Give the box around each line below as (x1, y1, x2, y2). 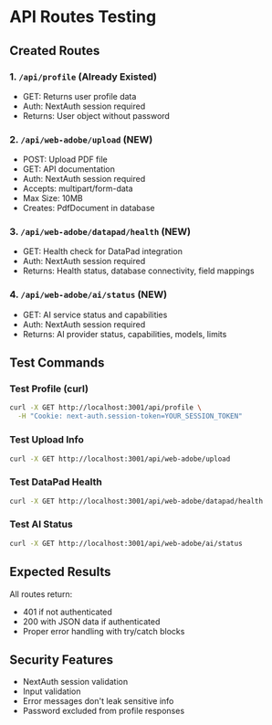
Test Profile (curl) (9, 382, 89, 395)
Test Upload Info (9, 433, 84, 446)
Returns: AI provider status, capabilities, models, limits (22, 328, 227, 339)
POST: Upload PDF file (22, 154, 108, 165)
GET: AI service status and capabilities (22, 309, 168, 320)
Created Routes (9, 43, 100, 59)
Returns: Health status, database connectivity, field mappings (22, 265, 255, 276)
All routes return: (9, 588, 73, 600)
